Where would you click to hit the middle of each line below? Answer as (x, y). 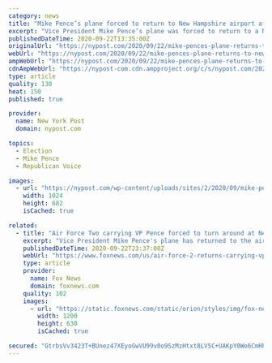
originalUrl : (30, 46)
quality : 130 (30, 84)
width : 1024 (43, 196)
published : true (36, 99)
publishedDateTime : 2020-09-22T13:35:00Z (79, 39)
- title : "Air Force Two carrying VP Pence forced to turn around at (135, 233)
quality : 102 (45, 293)
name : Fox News (55, 279)
